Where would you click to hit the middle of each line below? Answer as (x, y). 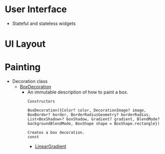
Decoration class (30, 81)
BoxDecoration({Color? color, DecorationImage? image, (87, 110)
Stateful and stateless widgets (44, 23)
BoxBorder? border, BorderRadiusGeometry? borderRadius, (89, 115)
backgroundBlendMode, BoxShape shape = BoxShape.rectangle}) (93, 124)
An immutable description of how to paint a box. (78, 92)
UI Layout (25, 44)
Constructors (41, 102)
